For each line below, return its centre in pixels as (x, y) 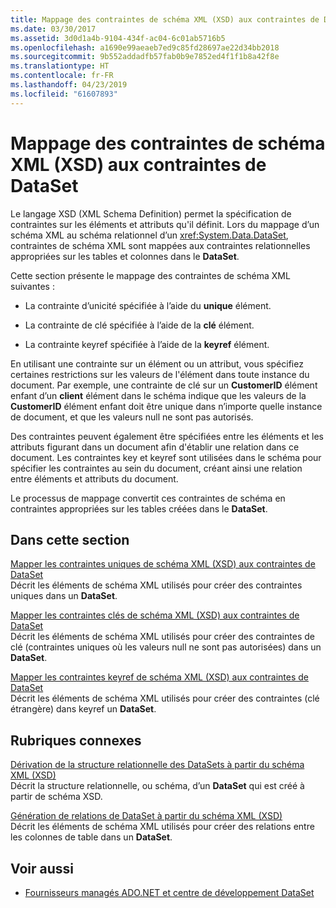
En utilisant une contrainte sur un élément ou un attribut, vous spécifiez (157, 363)
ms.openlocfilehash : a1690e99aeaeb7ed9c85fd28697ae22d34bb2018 (145, 47)
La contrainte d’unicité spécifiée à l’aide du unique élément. (148, 305)
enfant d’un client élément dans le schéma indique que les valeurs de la (158, 395)
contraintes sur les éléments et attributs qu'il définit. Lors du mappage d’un (165, 224)
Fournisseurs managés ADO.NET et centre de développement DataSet (169, 892)
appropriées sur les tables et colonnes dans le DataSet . (125, 256)
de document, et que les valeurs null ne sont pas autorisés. (132, 417)
